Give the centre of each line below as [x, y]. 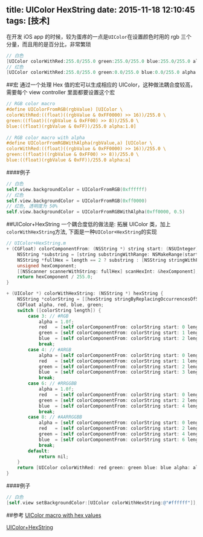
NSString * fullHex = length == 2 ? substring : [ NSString [92, 260]
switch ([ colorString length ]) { [59, 310]
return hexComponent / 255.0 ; [55, 277]
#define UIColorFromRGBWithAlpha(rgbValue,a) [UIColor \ [79, 143]
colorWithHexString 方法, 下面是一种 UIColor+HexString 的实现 [82, 232]
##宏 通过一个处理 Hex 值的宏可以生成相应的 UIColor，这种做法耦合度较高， [101, 85]
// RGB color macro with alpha [46, 138]
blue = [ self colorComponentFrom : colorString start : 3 [112, 372]
